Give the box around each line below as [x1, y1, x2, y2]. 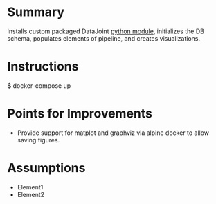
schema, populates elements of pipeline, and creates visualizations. [7, 34, 201, 42]
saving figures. [17, 136, 60, 144]
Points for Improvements [7, 106, 153, 122]
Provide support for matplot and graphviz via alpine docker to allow [17, 129, 210, 137]
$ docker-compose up [7, 81, 71, 90]
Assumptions [7, 160, 86, 176]
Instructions [7, 59, 79, 75]
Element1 [17, 183, 44, 191]
